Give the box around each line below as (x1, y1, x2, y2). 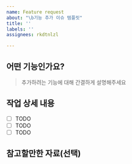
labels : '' (6, 26, 34, 32)
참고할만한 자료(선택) (6, 148, 81, 159)
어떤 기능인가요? (6, 61, 65, 72)
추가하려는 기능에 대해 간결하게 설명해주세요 (21, 78, 127, 86)
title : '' (6, 20, 32, 26)
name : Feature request (6, 9, 64, 15)
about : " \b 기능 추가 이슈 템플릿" (6, 15, 82, 21)
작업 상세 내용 (6, 99, 55, 109)
